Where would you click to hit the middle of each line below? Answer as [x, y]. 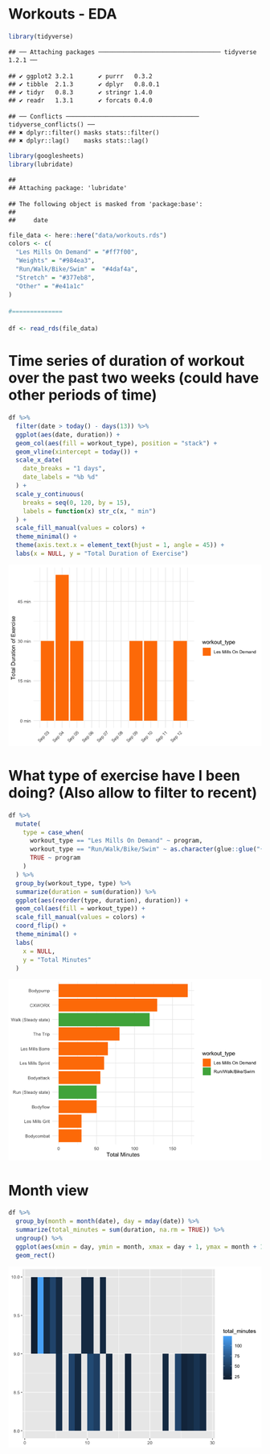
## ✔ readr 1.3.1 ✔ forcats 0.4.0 [80, 100]
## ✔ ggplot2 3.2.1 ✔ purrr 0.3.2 [80, 76]
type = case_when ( [53, 832]
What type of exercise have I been [125, 776]
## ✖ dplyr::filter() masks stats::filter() [84, 133]
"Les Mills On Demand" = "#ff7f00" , [77, 252]
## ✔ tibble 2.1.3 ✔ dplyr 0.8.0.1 [84, 84]
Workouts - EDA [63, 14]
